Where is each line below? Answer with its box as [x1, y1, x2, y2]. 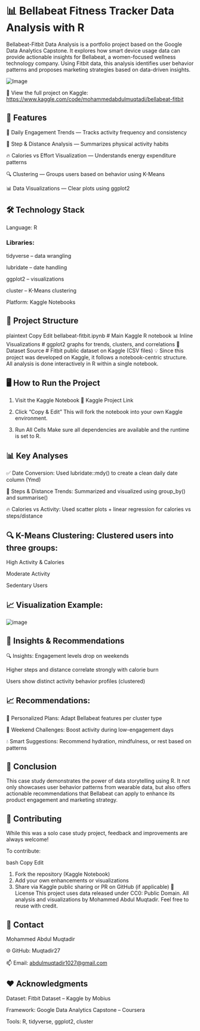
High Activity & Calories [6, 559, 64, 566]
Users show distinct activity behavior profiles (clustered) [6, 678, 146, 685]
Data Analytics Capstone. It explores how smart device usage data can [6, 47, 180, 54]
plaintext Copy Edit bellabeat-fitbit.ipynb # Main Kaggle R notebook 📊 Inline [6, 332, 193, 339]
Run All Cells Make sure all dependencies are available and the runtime [14, 426, 189, 433]
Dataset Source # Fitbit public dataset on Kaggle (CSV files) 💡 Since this [6, 347, 184, 354]
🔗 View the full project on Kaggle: [6, 89, 88, 96]
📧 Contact [6, 919, 44, 930]
